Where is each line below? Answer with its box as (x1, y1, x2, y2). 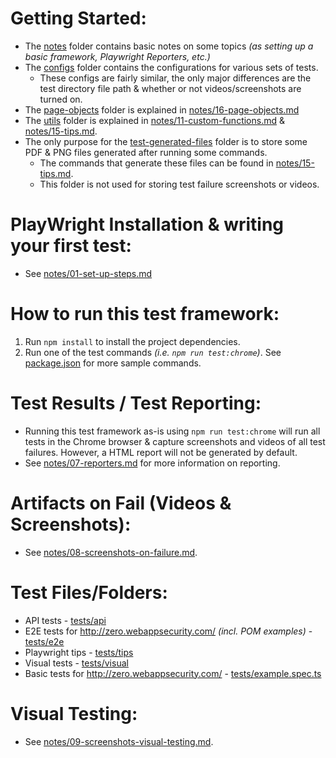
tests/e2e (24, 635, 65, 647)
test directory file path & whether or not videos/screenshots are (39, 82, 302, 94)
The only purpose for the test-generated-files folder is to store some (24, 135, 308, 147)
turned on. (39, 93, 83, 105)
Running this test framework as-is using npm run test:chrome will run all (24, 425, 321, 437)
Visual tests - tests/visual (24, 657, 129, 669)
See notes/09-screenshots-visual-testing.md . (24, 735, 214, 747)
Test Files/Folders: (10, 581, 168, 604)
